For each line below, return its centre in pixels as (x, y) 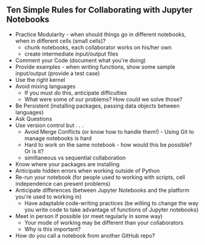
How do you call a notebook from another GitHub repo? (85, 235)
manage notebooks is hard (58, 138)
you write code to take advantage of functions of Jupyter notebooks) (111, 210)
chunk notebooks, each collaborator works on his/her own (98, 47)
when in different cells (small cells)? (60, 41)
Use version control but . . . (49, 125)
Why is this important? (53, 229)
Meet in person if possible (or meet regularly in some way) (89, 216)
